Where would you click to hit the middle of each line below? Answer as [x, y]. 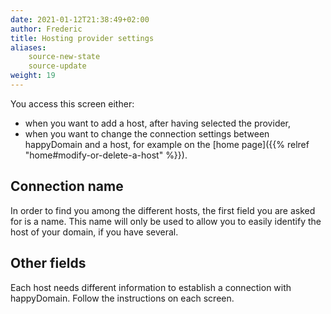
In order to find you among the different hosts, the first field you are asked [163, 210]
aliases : [28, 47]
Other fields [48, 263]
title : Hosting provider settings [82, 38]
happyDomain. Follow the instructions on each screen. [122, 298]
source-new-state [64, 57]
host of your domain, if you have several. [94, 232]
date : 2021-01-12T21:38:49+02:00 [80, 19]
